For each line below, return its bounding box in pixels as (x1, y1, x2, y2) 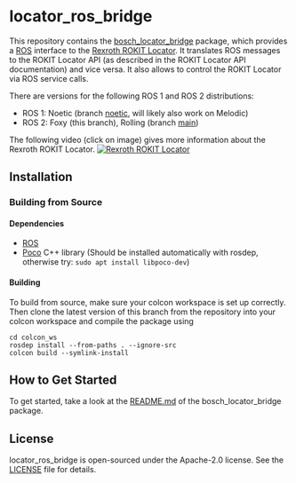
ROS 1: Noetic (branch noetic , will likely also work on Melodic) (21, 107, 249, 118)
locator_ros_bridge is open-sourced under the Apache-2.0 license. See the (9, 455, 284, 465)
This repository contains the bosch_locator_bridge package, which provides (9, 36, 288, 46)
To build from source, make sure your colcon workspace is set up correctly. (9, 297, 286, 307)
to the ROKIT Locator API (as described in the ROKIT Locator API (9, 54, 246, 65)
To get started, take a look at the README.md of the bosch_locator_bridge (9, 396, 282, 407)
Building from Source (9, 196, 103, 209)
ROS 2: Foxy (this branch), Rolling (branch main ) (21, 117, 199, 128)
